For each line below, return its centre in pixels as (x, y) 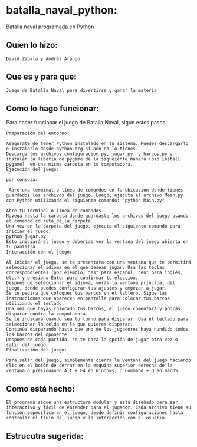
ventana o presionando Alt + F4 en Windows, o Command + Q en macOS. (93, 371)
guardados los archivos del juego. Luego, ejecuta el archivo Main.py (95, 195)
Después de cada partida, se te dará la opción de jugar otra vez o (92, 340)
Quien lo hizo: (32, 45)
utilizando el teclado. (35, 304)
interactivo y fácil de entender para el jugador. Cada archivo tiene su (99, 407)
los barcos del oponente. (38, 335)
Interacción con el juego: (39, 252)
